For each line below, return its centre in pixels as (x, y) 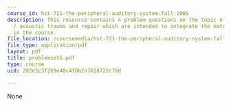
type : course (26, 64)
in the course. (35, 32)
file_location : (29, 39)
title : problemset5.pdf (41, 58)
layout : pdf (24, 52)
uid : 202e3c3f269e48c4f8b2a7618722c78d (64, 70)
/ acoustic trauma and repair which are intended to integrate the (112, 26)
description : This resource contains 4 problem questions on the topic (112, 20)
